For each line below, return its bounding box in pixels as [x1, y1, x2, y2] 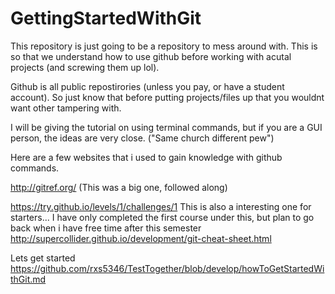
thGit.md [10, 273, 47, 285]
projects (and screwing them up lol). [10, 61, 160, 73]
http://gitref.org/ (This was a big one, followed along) [10, 181, 228, 193]
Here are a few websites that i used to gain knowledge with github [10, 151, 283, 163]
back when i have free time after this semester [10, 222, 202, 234]
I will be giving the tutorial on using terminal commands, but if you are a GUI [10, 121, 323, 133]
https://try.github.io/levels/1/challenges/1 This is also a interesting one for [10, 200, 312, 212]
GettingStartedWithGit [10, 7, 202, 30]
